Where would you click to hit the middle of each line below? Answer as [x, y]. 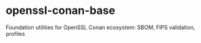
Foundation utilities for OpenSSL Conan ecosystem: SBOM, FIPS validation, [100, 27]
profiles [15, 33]
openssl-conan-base [61, 11]
